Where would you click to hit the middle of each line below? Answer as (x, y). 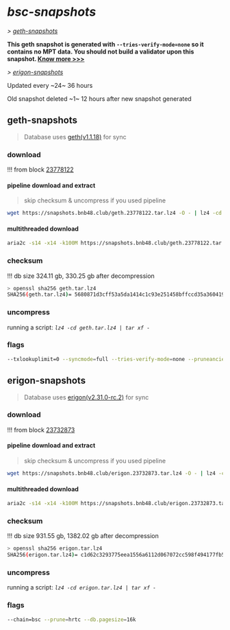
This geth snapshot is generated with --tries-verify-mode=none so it (105, 44)
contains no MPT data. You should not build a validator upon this (101, 51)
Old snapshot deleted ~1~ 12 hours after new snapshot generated (99, 98)
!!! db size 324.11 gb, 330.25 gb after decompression (81, 276)
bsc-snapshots (52, 12)
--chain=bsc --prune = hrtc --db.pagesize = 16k (72, 619)
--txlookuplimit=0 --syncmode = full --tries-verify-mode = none (96, 359)
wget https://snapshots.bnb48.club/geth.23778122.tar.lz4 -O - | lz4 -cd (115, 213)
